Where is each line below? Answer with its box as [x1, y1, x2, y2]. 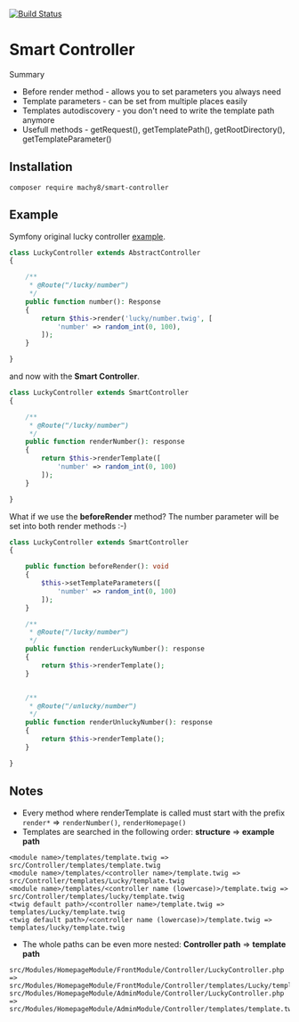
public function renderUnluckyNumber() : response [25, 718, 214, 727]
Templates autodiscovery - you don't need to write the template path [21, 105, 275, 116]
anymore [21, 114, 55, 125]
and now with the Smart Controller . [9, 371, 140, 382]
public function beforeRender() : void [25, 562, 169, 571]
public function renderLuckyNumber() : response [25, 644, 205, 654]
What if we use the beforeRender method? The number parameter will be [9, 511, 279, 521]
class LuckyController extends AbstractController [9, 248, 201, 258]
